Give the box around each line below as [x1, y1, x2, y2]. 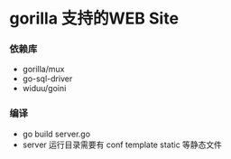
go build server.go [22, 128, 91, 139]
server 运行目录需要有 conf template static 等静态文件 [22, 139, 223, 150]
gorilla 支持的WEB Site [9, 8, 179, 29]
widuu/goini [22, 83, 67, 94]
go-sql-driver [22, 73, 73, 84]
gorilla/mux [22, 64, 65, 75]
